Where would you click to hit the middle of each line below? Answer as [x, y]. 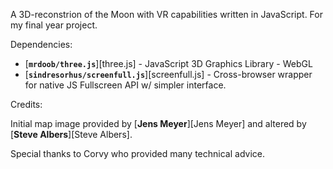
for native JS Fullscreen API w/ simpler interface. [125, 85]
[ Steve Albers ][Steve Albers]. [71, 134]
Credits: [26, 104]
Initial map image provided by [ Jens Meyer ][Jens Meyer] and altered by [158, 123]
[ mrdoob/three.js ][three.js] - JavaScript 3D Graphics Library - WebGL [168, 63]
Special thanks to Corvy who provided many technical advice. [137, 153]
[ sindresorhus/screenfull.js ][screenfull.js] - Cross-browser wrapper [168, 74]
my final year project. [54, 25]
